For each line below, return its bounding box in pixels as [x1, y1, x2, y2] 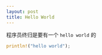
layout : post [6, 8, 39, 15]
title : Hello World [6, 14, 55, 20]
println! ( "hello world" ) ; [6, 43, 70, 49]
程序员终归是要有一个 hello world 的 [6, 31, 97, 38]
